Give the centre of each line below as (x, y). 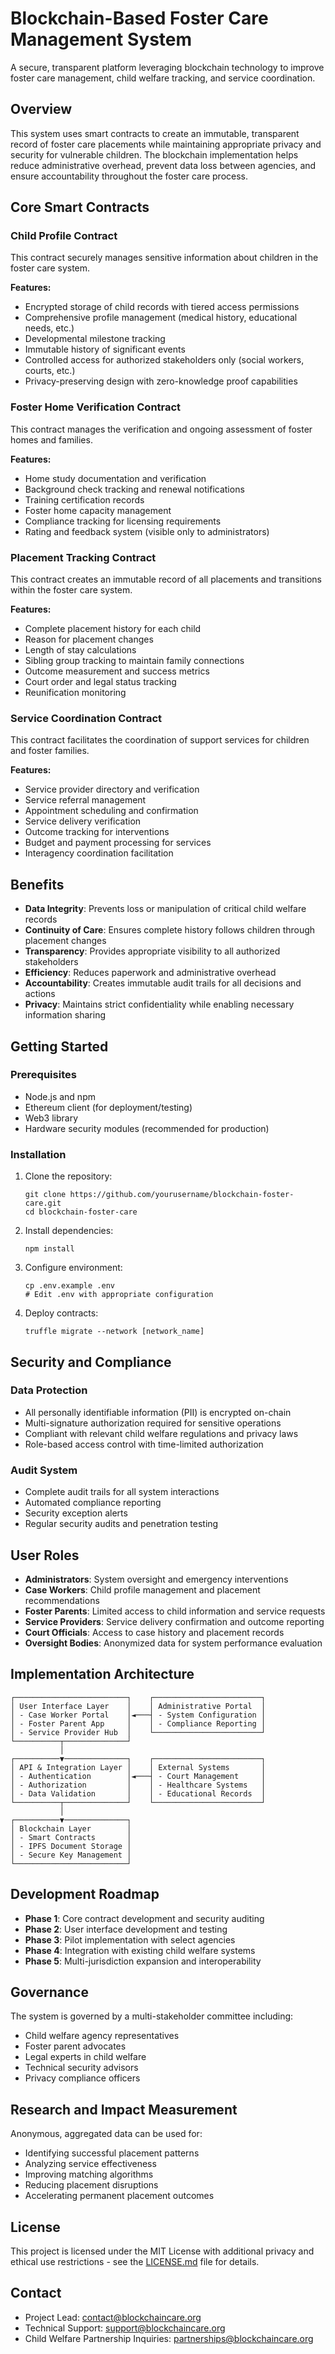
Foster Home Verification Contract (96, 407)
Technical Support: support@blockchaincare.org (125, 2328)
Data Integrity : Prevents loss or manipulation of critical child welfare (165, 909)
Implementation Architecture (102, 1674)
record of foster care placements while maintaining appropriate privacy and (166, 144)
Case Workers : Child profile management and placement (142, 1589)
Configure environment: (73, 1268)
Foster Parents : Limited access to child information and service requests (175, 1611)
